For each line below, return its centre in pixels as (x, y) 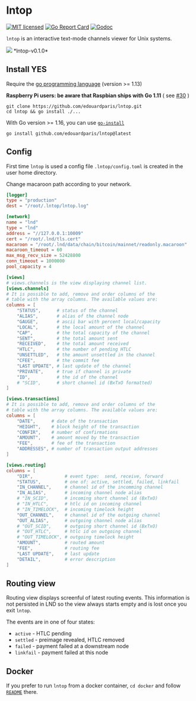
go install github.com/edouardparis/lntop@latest (69, 134)
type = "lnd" (22, 228)
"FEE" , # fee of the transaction (66, 443)
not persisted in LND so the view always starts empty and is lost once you (97, 604)
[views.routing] (26, 465)
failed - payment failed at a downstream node (72, 646)
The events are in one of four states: (50, 622)
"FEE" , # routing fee (58, 548)
